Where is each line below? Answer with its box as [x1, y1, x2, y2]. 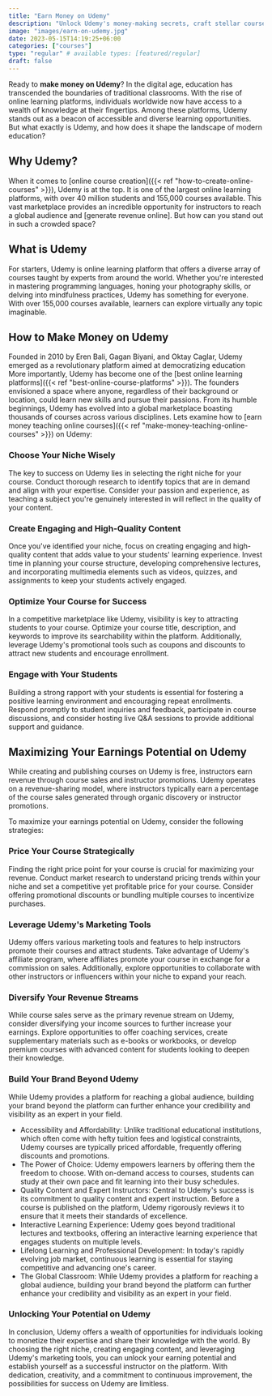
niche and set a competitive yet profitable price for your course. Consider [8, 881, 253, 891]
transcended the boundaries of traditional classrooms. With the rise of [8, 88, 243, 97]
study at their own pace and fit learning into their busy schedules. [19, 1176, 240, 1186]
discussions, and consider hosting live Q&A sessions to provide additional [8, 713, 254, 723]
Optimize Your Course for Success [8, 596, 147, 607]
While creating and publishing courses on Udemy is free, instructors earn [8, 766, 253, 776]
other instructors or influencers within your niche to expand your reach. [8, 971, 247, 981]
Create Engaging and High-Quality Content [8, 523, 181, 534]
